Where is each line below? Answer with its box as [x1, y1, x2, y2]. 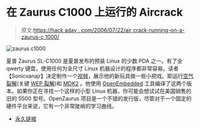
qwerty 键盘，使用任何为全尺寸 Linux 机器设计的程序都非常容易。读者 [6, 64, 179, 72]
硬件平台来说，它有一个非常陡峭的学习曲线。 [6, 102, 117, 109]
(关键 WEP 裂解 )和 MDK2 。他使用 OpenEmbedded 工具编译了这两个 [17, 79, 187, 87]
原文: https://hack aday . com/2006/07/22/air [20, 26, 132, 34]
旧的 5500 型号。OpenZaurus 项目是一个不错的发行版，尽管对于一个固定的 [6, 94, 192, 102]
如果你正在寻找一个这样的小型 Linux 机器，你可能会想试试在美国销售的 [16, 87, 192, 94]
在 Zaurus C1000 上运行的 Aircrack [6, 5, 183, 19]
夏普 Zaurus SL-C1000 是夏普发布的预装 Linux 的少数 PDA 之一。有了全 [6, 57, 183, 64]
